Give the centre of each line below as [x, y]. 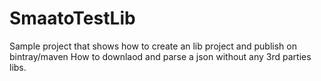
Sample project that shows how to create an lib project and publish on [153, 46]
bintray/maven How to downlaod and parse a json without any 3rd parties [160, 56]
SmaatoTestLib [72, 18]
